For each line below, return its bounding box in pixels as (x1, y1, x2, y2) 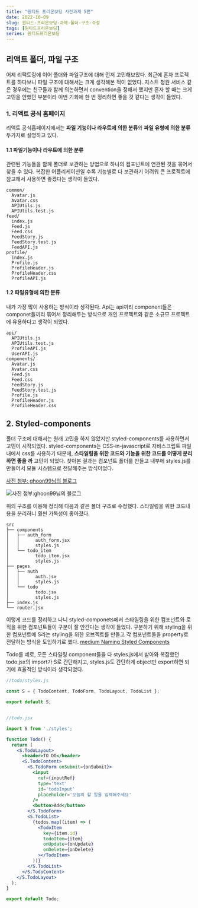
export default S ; (6, 699, 51, 705)
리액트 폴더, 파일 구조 (6, 54, 79, 64)
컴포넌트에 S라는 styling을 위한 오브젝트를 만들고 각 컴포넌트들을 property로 (12, 631, 189, 638)
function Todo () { (6, 736, 51, 742)
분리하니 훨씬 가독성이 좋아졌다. (17, 510, 90, 517)
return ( (11, 742, 33, 748)
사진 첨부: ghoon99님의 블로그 (6, 477, 77, 484)
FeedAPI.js (11, 245, 38, 250)
